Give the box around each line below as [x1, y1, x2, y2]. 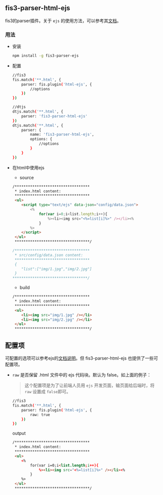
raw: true [30, 412, 50, 417]
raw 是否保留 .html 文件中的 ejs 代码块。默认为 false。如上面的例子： [12, 372, 152, 378]
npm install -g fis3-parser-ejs [12, 53, 79, 58]
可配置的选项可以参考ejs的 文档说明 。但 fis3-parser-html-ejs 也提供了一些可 [5, 355, 159, 361]
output [12, 430, 26, 436]
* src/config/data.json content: [14, 252, 83, 257]
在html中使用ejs [12, 165, 45, 170]
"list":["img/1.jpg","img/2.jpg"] [21, 266, 92, 271]
